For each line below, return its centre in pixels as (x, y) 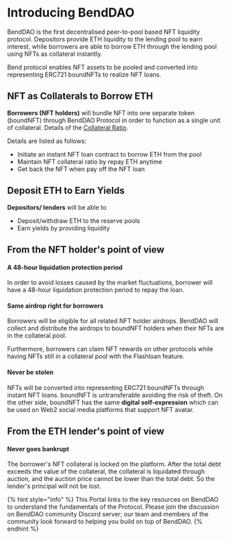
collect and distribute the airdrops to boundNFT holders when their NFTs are (115, 329)
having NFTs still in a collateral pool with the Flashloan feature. (96, 356)
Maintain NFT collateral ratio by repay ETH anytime (90, 161)
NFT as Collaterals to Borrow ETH (80, 96)
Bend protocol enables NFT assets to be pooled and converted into (102, 67)
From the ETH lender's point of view (86, 431)
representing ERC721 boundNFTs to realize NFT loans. (84, 75)
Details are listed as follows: (47, 141)
